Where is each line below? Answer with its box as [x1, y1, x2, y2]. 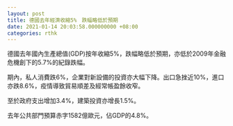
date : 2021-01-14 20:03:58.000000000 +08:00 [7, 23, 138, 30]
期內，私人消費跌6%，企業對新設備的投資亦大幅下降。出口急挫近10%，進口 [7, 73, 225, 81]
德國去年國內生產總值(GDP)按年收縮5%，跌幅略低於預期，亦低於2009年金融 [7, 49, 226, 58]
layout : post [7, 10, 45, 17]
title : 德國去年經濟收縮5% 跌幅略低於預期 [7, 17, 118, 24]
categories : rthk [7, 29, 58, 37]
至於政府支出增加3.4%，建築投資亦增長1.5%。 [7, 97, 140, 105]
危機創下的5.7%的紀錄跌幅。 [7, 58, 89, 67]
